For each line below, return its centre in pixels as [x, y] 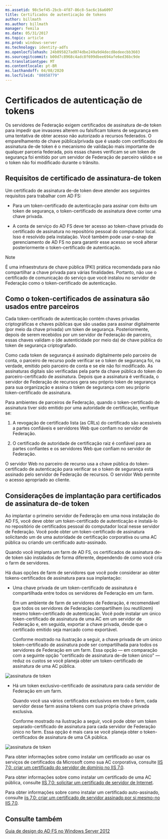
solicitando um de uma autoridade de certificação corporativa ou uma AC [81, 537]
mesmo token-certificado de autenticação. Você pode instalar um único [87, 614]
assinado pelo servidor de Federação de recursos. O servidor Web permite [82, 474]
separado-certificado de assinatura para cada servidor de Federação [84, 727]
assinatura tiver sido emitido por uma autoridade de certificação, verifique [82, 408]
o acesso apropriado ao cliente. [38, 480]
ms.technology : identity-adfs [37, 47]
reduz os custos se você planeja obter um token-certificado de [77, 661]
